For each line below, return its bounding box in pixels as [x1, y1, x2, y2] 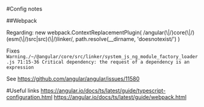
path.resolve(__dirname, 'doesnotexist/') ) [75, 35, 180, 42]
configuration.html [6, 94, 53, 100]
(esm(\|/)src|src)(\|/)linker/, [6, 35, 75, 42]
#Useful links [6, 87, 40, 94]
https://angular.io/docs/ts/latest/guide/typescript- [40, 87, 166, 94]
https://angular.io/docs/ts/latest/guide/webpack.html [54, 94, 187, 100]
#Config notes [6, 6, 43, 12]
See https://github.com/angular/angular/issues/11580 [6, 75, 140, 82]
